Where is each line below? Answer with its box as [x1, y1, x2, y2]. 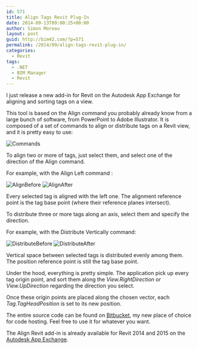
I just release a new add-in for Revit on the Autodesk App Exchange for [6, 92, 181, 99]
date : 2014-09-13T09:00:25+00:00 [6, 20, 89, 26]
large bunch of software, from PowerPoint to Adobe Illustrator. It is [6, 116, 169, 123]
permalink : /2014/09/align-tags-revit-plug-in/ [6, 42, 127, 48]
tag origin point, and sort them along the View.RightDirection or [6, 276, 161, 283]
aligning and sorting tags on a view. [6, 98, 94, 105]
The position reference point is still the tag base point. [6, 258, 139, 265]
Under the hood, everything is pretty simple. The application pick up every [6, 270, 189, 277]
